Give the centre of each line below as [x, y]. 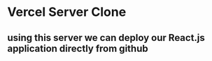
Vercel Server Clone [67, 12]
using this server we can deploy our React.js [106, 38]
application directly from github [78, 48]
